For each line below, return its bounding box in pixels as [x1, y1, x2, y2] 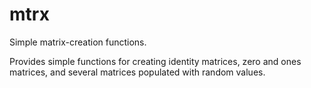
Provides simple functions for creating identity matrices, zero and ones [9, 55, 302, 67]
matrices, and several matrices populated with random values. [9, 66, 266, 78]
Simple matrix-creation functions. [9, 36, 147, 48]
